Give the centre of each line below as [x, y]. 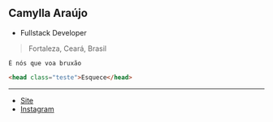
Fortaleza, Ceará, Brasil [67, 48]
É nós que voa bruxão [45, 63]
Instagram [37, 109]
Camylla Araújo [48, 13]
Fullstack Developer [53, 32]
